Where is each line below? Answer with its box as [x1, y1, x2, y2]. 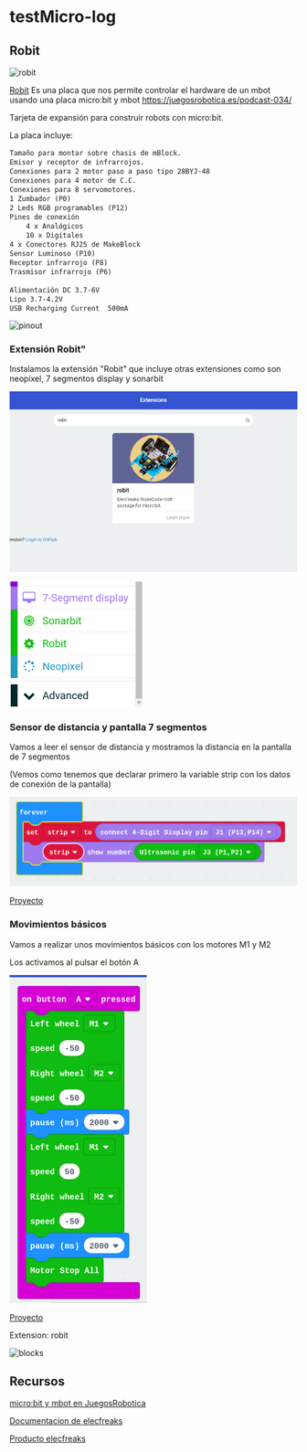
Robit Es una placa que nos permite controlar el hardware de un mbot [9, 85, 271, 95]
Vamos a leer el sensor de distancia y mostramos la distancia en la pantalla [9, 742, 292, 753]
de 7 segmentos [9, 751, 70, 762]
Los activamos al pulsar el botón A [9, 957, 140, 968]
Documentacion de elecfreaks [9, 1415, 123, 1426]
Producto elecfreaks [9, 1433, 87, 1445]
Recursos [9, 1373, 66, 1389]
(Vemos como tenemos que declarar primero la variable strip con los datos [9, 769, 291, 780]
